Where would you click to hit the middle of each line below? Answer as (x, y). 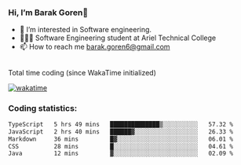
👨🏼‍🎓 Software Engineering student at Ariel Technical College (118, 38)
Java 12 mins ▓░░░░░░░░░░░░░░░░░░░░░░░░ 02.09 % (121, 154)
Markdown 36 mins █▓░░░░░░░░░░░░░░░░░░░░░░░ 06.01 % (121, 139)
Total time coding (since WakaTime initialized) (82, 72)
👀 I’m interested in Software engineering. (85, 30)
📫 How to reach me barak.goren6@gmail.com (95, 47)
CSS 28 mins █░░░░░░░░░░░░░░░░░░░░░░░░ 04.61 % (121, 146)
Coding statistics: (43, 108)
